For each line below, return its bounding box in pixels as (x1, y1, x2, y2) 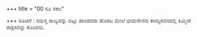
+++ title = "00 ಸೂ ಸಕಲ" (6, 5, 64, 12)
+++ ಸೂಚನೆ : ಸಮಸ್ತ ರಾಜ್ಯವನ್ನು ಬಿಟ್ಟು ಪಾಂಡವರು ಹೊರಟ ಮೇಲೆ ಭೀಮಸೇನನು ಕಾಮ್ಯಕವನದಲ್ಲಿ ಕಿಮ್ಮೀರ (6, 17, 192, 24)
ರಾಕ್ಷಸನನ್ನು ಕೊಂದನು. (6, 24, 45, 30)
